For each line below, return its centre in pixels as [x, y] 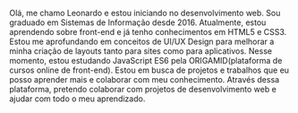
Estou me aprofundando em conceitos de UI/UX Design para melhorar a [142, 41]
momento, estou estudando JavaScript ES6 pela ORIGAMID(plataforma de [146, 61]
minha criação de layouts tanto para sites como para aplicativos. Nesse [141, 51]
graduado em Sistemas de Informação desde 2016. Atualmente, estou [138, 22]
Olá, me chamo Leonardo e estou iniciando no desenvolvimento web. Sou [145, 13]
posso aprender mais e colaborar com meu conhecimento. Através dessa [145, 79]
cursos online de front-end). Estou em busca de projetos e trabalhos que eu [149, 70]
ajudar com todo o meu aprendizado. [77, 99]
